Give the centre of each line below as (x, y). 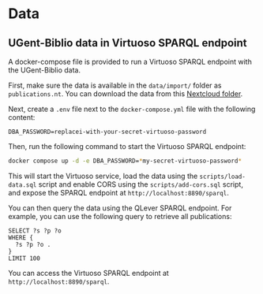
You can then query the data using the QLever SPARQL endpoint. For (120, 208)
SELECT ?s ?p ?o (35, 231)
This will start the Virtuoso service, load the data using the (103, 176)
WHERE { (21, 237)
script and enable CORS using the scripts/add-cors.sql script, (141, 184)
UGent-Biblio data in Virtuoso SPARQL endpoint (128, 43)
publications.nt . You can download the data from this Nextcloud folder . (126, 94)
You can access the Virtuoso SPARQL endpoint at (89, 273)
